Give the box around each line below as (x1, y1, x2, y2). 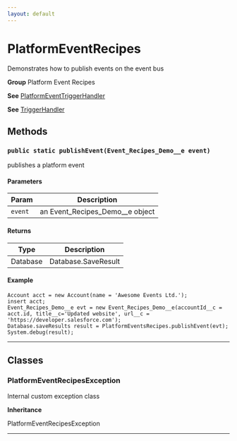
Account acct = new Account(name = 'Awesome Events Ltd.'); (7, 291, 188, 298)
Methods (7, 125, 48, 138)
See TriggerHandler (7, 105, 65, 114)
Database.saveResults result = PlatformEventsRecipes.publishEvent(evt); (7, 322, 229, 330)
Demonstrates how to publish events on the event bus (7, 64, 164, 73)
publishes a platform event (7, 161, 85, 169)
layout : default (7, 10, 55, 18)
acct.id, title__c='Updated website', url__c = (7, 310, 150, 318)
